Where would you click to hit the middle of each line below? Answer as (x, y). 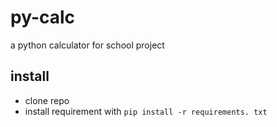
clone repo (47, 100)
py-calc (43, 17)
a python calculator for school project (87, 45)
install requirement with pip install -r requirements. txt (146, 111)
